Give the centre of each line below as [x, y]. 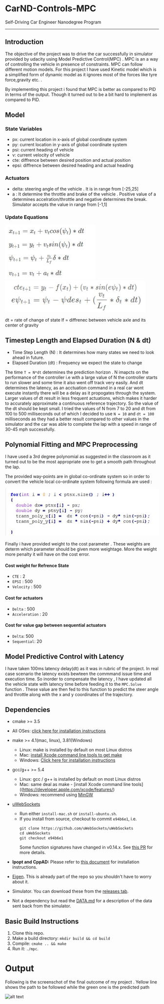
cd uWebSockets [35, 833]
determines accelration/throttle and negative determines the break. [80, 199]
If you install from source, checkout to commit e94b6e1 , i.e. [78, 819]
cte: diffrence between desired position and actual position [71, 160]
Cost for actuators [24, 598]
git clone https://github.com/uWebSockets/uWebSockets [76, 829]
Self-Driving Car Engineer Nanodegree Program [53, 22]
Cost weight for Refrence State [37, 566]
